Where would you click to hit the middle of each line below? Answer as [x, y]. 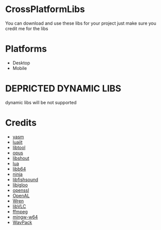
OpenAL [21, 195]
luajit [17, 142]
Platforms [26, 49]
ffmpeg [20, 211]
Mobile [20, 68]
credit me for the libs [27, 28]
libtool [19, 147]
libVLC [19, 206]
